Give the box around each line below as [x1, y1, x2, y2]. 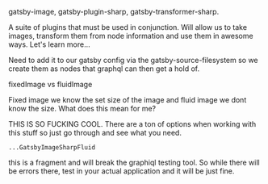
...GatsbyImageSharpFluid [8, 144, 95, 152]
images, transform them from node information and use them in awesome [8, 31, 253, 40]
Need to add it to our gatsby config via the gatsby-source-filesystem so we [8, 56, 258, 65]
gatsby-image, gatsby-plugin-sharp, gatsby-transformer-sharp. [8, 7, 220, 16]
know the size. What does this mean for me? [8, 104, 156, 113]
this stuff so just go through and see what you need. [8, 128, 182, 137]
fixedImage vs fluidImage [8, 80, 93, 89]
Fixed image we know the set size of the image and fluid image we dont [8, 95, 247, 104]
